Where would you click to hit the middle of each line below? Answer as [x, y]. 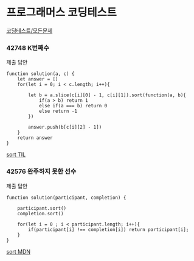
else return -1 [58, 111]
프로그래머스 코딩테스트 [61, 13]
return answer [35, 138]
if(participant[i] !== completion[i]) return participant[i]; [109, 229]
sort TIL [16, 155]
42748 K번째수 [28, 48]
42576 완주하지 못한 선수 [41, 171]
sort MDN [19, 251]
